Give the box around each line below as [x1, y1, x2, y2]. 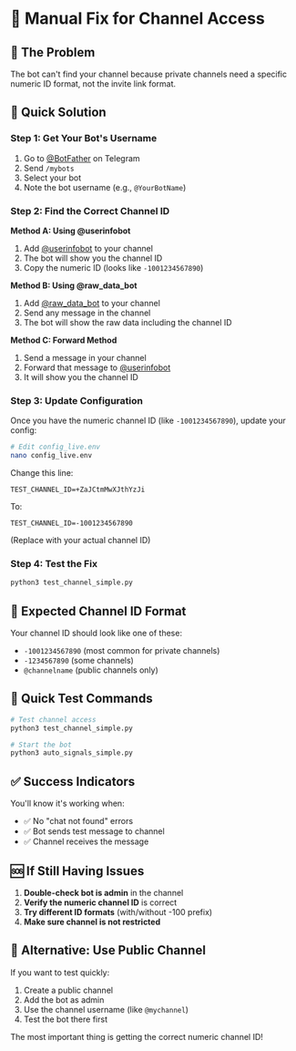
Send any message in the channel [23, 307, 151, 318]
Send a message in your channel [23, 352, 147, 363]
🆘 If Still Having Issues [10, 863, 145, 879]
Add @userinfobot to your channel [23, 242, 154, 253]
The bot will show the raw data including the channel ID [23, 316, 232, 327]
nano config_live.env [10, 451, 93, 460]
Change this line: [10, 468, 74, 479]
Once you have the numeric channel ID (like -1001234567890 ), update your [10, 415, 286, 427]
